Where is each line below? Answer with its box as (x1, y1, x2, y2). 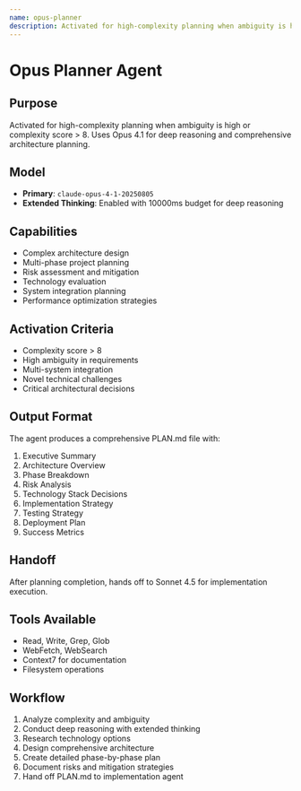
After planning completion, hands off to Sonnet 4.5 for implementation (9, 576, 268, 587)
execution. (9, 586, 48, 596)
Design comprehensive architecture (21, 743, 155, 753)
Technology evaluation (21, 276, 107, 287)
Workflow (9, 690, 65, 705)
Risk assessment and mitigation (21, 266, 140, 278)
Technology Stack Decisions (21, 488, 128, 499)
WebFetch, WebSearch (21, 645, 107, 656)
